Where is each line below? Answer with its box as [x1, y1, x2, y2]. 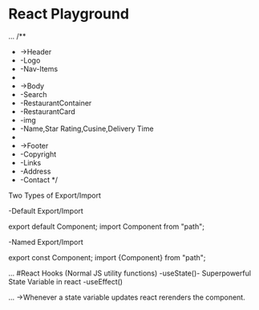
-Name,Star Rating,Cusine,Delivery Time [19, 124, 154, 133]
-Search [19, 89, 47, 99]
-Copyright [19, 149, 57, 159]
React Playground [8, 5, 130, 23]
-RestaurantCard [19, 106, 76, 116]
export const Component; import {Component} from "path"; [8, 252, 206, 262]
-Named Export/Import [8, 237, 83, 247]
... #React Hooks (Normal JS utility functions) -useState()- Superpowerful [8, 268, 251, 278]
